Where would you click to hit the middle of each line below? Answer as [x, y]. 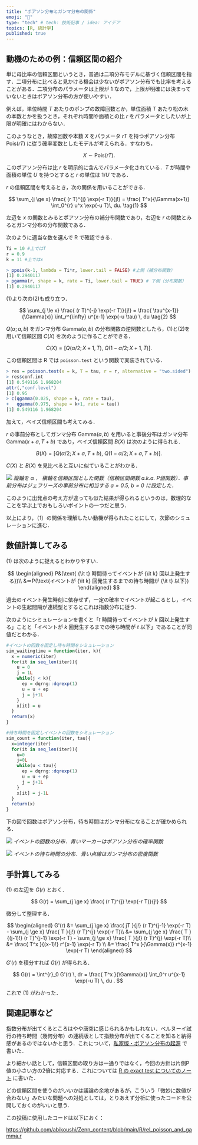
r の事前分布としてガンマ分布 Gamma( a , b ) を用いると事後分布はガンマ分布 [97, 435]
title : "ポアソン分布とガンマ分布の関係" [51, 11]
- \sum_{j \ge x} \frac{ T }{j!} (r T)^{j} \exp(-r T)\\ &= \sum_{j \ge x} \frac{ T [97, 932]
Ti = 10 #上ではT [26, 248]
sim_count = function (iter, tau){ [49, 738]
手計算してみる [33, 874]
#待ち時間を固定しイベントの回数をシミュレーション [60, 733]
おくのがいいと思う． [47, 1105]
